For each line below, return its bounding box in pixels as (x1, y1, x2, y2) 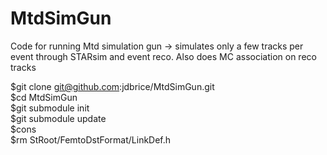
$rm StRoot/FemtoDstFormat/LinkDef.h (10, 133, 172, 146)
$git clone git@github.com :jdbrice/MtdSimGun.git (10, 80, 215, 92)
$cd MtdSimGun (10, 91, 78, 103)
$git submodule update (10, 112, 107, 124)
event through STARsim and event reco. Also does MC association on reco (10, 50, 317, 62)
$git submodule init (10, 102, 90, 114)
